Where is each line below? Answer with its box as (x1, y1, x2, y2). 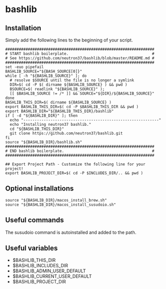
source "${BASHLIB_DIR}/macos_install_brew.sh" (5, 198, 107, 203)
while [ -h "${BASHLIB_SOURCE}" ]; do (5, 73, 87, 78)
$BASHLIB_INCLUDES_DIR (12, 263, 68, 269)
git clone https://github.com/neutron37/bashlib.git (10, 131, 123, 136)
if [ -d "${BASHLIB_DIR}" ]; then (5, 113, 78, 118)
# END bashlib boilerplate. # (5, 149, 155, 154)
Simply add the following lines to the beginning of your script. (5, 37, 133, 43)
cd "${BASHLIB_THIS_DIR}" (10, 126, 65, 131)
